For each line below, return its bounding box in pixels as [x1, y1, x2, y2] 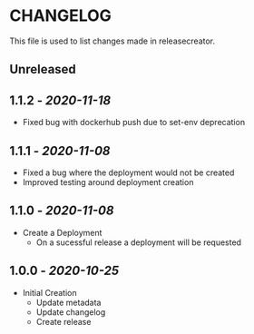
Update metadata [35, 297, 102, 308]
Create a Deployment [22, 227, 103, 238]
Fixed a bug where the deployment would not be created [22, 167, 235, 178]
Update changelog [35, 306, 106, 318]
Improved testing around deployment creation [22, 176, 194, 187]
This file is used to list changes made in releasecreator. [9, 35, 216, 46]
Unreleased [9, 62, 77, 77]
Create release [35, 316, 92, 327]
